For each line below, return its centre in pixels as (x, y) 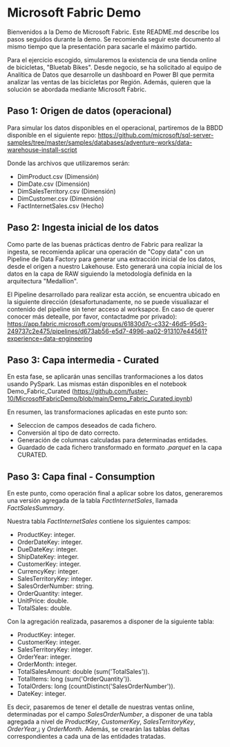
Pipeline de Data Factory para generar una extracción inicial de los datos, (112, 259)
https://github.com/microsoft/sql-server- (156, 135)
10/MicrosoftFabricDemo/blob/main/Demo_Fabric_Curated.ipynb (99, 399)
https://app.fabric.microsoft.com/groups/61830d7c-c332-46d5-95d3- (107, 323)
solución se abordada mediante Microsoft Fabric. (77, 89)
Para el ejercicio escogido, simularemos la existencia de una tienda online (112, 59)
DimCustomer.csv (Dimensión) (61, 198)
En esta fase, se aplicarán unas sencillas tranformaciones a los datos (105, 377)
